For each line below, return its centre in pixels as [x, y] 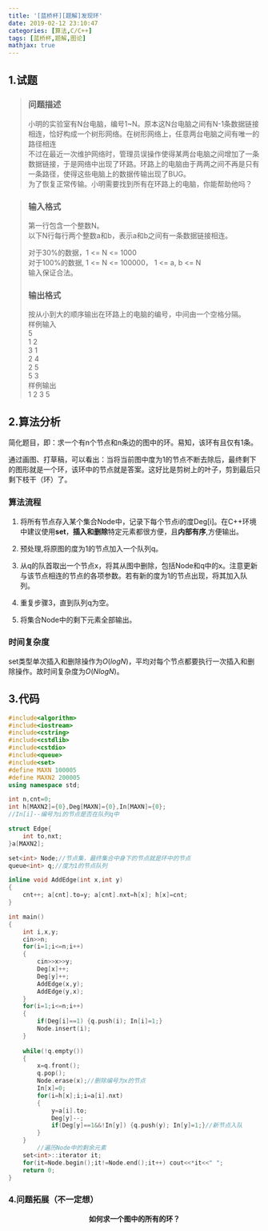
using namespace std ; [44, 785]
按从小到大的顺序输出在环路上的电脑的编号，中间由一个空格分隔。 [136, 314]
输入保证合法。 [52, 272]
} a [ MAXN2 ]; [26, 844]
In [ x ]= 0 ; [52, 1088]
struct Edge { [30, 829]
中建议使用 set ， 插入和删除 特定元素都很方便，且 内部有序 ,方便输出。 [132, 531]
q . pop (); [52, 1074]
